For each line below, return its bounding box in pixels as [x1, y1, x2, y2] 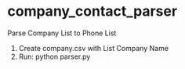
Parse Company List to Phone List [7, 28, 117, 38]
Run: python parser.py [18, 52, 91, 61]
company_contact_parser [7, 2, 178, 20]
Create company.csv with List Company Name [18, 43, 169, 53]
